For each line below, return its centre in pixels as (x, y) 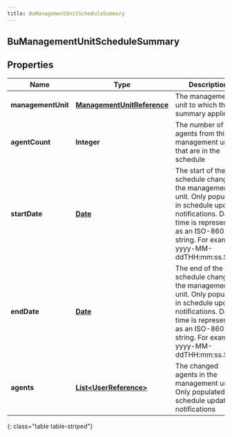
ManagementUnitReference (122, 104)
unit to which (196, 104)
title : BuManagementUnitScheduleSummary (66, 13)
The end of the (199, 268)
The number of (199, 124)
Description (208, 84)
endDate (25, 311)
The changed (197, 366)
